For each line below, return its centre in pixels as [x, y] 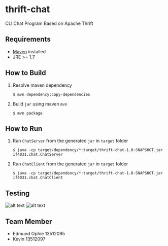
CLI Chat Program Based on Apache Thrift [49, 23]
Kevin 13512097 [29, 239]
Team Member [29, 221]
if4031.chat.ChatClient [38, 178]
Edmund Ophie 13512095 [39, 234]
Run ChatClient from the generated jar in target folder [70, 164]
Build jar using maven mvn [40, 104]
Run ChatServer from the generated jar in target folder [70, 141]
